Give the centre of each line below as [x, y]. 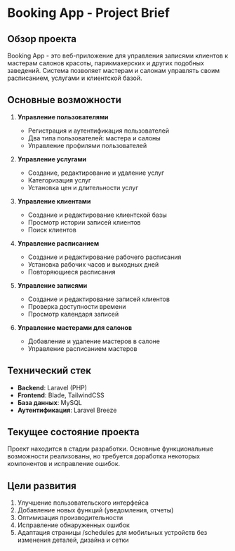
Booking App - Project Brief [89, 13]
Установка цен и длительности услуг [83, 187]
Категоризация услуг [59, 180]
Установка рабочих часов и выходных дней [93, 264]
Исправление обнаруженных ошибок [73, 525]
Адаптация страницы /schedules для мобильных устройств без [112, 533]
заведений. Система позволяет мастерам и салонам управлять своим [114, 71]
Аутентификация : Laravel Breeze [67, 410]
